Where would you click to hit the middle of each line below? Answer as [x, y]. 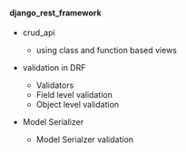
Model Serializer [53, 122]
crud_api [39, 33]
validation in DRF [54, 68]
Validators [55, 85]
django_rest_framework [55, 13]
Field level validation [74, 95]
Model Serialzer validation [85, 139]
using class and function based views [107, 51]
